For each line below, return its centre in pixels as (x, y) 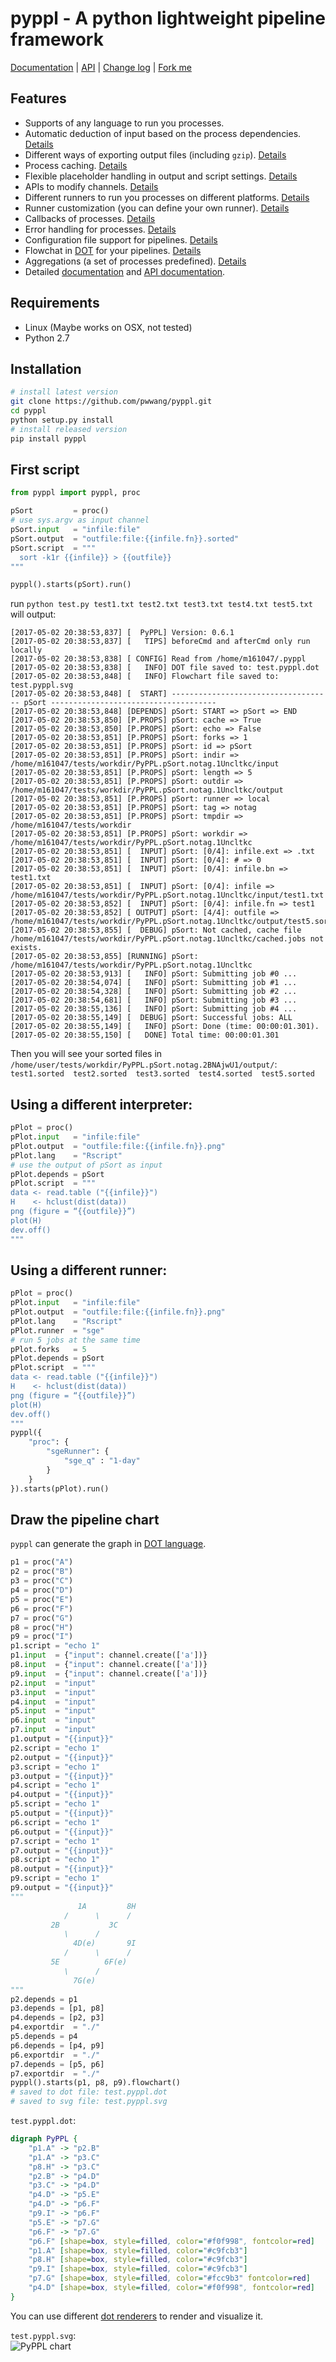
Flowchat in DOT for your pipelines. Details (113, 250)
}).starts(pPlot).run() (60, 1488)
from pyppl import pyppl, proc (75, 493)
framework (57, 39)
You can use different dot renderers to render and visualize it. (137, 2316)
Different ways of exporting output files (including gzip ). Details (155, 154)
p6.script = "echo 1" (55, 1822)
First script (45, 470)
